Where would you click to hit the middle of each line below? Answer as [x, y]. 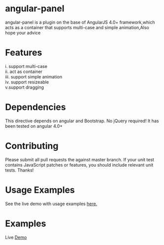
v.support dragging [25, 87]
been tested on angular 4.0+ [34, 126]
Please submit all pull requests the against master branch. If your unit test [80, 159]
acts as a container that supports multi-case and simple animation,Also [77, 27]
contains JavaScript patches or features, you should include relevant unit [79, 165]
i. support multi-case [26, 66]
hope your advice [23, 33]
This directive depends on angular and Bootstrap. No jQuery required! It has [82, 121]
